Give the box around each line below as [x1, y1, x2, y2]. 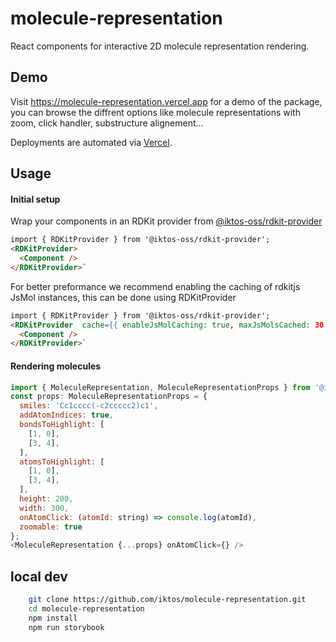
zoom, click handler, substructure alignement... [10, 117, 204, 129]
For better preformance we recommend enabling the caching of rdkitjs [10, 280, 301, 292]
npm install [28, 613, 78, 623]
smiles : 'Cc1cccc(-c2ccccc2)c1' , [19, 401, 159, 411]
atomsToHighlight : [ [19, 457, 105, 467]
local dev [10, 568, 68, 585]
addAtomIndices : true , [19, 410, 114, 421]
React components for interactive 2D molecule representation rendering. [10, 40, 310, 52]
